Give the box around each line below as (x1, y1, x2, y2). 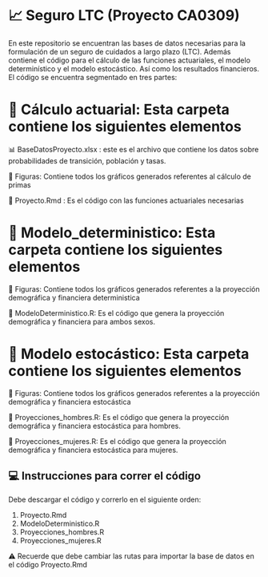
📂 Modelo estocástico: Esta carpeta (8, 345, 250, 363)
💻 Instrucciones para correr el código (8, 470, 202, 483)
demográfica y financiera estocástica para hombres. (8, 421, 182, 430)
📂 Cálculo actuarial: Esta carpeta (8, 101, 230, 119)
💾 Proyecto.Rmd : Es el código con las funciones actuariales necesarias (8, 196, 244, 205)
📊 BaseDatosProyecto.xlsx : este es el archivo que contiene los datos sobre (8, 144, 259, 154)
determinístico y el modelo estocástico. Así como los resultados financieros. (8, 63, 260, 73)
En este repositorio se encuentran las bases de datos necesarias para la (8, 38, 246, 48)
